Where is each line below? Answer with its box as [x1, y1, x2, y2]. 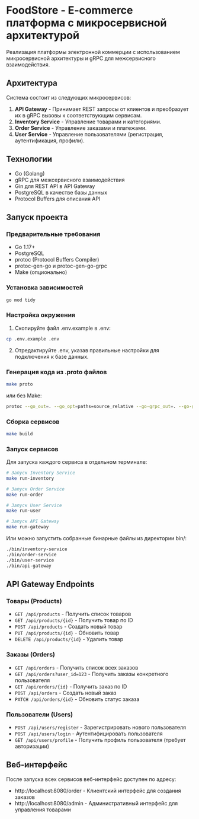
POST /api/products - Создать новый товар [14, 623, 123, 630]
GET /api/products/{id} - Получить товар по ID [14, 617, 133, 624]
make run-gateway [6, 524, 49, 530]
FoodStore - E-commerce [6, 4, 133, 17]
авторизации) [14, 742, 49, 750]
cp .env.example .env [6, 336, 60, 342]
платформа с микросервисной [6, 16, 167, 30]
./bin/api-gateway [6, 563, 52, 569]
